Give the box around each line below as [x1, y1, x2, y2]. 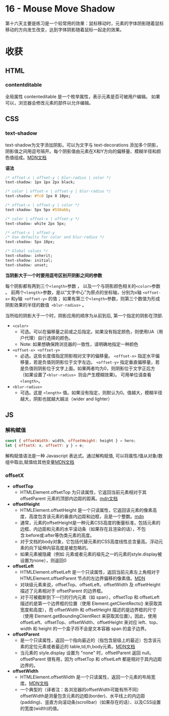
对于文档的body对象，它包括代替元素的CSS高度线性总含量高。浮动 [20, 539, 159, 545]
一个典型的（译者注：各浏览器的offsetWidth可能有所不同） [20, 687, 142, 693]
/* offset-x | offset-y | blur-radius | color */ [5, 175, 112, 180]
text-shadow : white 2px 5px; [5, 221, 66, 226]
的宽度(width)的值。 [20, 705, 62, 711]
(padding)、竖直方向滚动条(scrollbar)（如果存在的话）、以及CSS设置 [20, 699, 161, 705]
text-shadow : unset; [5, 262, 49, 267]
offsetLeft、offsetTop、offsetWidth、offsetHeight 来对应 [20, 619, 137, 625]
